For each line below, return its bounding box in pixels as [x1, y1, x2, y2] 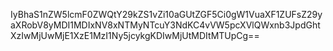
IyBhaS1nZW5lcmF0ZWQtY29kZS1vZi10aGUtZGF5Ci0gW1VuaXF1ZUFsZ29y [10, 9, 323, 20]
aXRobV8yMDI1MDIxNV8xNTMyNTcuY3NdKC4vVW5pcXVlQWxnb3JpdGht [10, 19, 321, 31]
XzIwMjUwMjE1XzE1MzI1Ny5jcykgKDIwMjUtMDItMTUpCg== [10, 30, 260, 41]
